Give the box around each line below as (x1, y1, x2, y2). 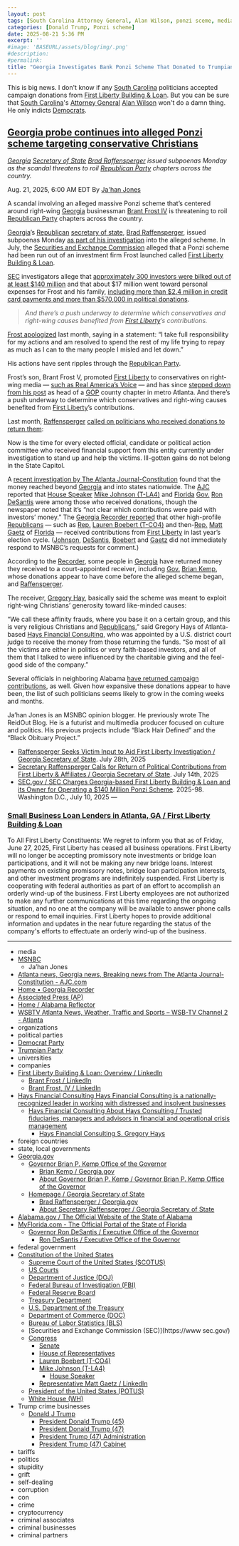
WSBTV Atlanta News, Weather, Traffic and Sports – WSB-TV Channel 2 (17, 1008, 228, 1016)
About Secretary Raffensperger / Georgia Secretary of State (38, 1204, 215, 1213)
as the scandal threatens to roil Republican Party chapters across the (7, 164, 212, 173)
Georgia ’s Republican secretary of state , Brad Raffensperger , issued (7, 228, 206, 237)
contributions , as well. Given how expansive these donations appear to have (7, 682, 231, 690)
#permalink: (7, 57, 43, 64)
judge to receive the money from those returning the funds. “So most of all (7, 638, 226, 646)
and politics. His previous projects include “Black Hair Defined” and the (7, 726, 216, 734)
